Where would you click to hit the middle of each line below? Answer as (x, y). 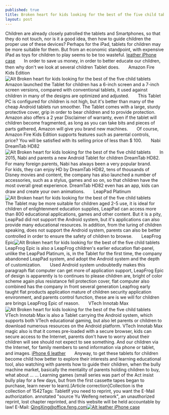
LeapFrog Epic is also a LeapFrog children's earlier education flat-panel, (80, 248)
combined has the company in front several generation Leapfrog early (78, 287)
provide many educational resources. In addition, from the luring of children (83, 225)
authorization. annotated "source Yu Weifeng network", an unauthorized (80, 396)
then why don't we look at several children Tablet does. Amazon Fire (80, 67)
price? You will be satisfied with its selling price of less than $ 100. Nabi (83, 141)
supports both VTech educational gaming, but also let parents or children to (83, 321)
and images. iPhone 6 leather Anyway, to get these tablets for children (82, 354)
